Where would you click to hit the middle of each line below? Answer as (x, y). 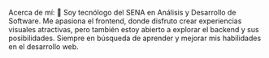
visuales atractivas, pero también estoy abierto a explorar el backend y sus (134, 29)
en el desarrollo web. (43, 47)
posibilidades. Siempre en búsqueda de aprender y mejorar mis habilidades (135, 38)
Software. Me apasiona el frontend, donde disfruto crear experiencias (125, 21)
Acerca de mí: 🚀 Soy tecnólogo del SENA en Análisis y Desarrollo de (122, 12)
